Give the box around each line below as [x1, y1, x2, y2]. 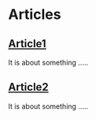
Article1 [8, 37, 46, 50]
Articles [8, 6, 61, 24]
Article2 [8, 80, 49, 94]
